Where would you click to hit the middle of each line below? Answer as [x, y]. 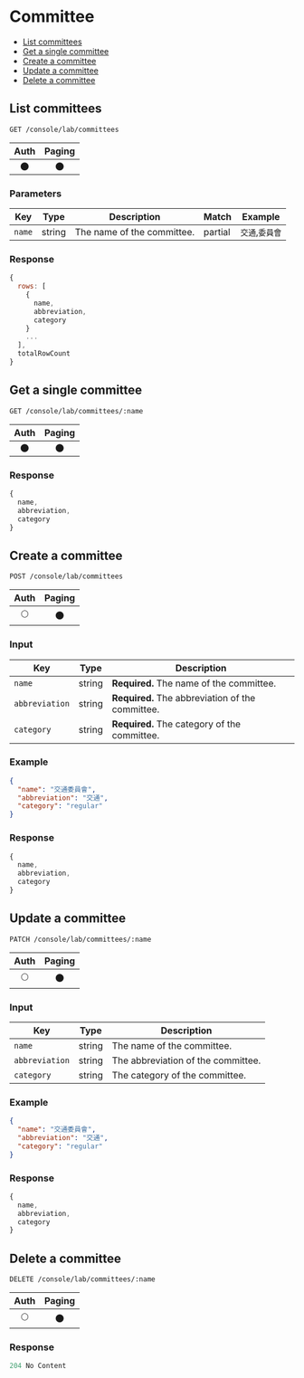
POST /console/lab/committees [66, 576]
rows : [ [32, 287]
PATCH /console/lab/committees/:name [81, 939]
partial [217, 233]
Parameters [35, 194]
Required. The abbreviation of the [184, 698]
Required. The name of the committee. [194, 683]
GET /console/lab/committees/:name [76, 411]
